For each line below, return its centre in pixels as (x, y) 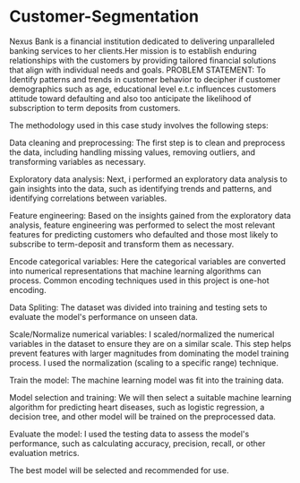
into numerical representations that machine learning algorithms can (135, 271)
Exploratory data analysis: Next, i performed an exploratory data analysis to (149, 179)
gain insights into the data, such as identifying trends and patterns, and (141, 188)
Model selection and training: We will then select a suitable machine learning (150, 397)
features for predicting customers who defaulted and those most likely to (144, 234)
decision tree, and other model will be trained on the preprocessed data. (142, 416)
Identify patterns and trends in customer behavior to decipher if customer (145, 79)
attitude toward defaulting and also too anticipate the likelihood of (131, 98)
